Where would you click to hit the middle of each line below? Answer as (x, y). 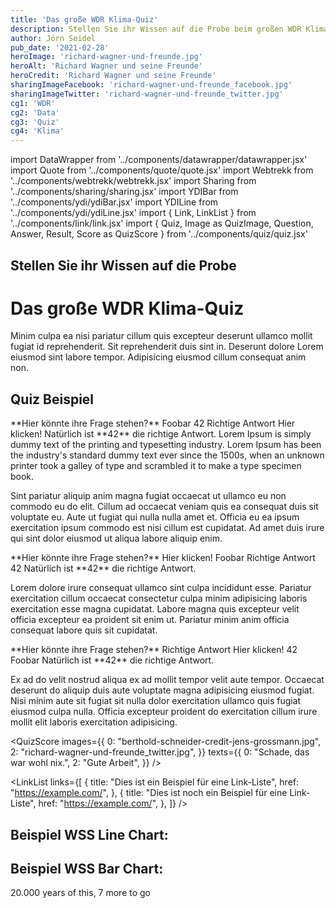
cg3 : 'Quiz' (35, 122)
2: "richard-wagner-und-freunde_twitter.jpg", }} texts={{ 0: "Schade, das (160, 752)
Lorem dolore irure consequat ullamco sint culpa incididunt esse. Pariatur (161, 588)
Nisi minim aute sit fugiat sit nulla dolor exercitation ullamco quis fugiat (156, 701)
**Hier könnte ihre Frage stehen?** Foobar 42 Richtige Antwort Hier (153, 423)
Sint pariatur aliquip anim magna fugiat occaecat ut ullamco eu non (148, 496)
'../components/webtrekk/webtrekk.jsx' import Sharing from (133, 181)
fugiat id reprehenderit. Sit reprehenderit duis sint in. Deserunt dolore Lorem (167, 347)
